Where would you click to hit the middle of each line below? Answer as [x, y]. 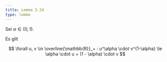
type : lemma [18, 15]
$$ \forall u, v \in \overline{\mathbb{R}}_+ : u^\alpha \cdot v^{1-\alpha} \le [85, 48]
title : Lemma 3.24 [25, 10]
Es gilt [12, 39]
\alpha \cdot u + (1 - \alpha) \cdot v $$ [85, 54]
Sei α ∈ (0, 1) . [20, 29]
